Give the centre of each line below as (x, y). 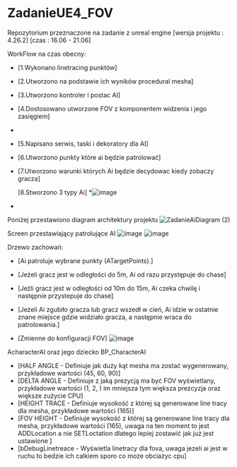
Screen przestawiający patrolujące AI (62, 233)
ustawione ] (35, 441)
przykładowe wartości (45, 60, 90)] (69, 373)
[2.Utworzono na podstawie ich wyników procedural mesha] (105, 81)
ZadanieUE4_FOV (60, 13)
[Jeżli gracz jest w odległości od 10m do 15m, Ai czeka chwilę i (109, 288)
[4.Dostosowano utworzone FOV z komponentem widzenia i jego (112, 108)
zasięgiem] (34, 116)
